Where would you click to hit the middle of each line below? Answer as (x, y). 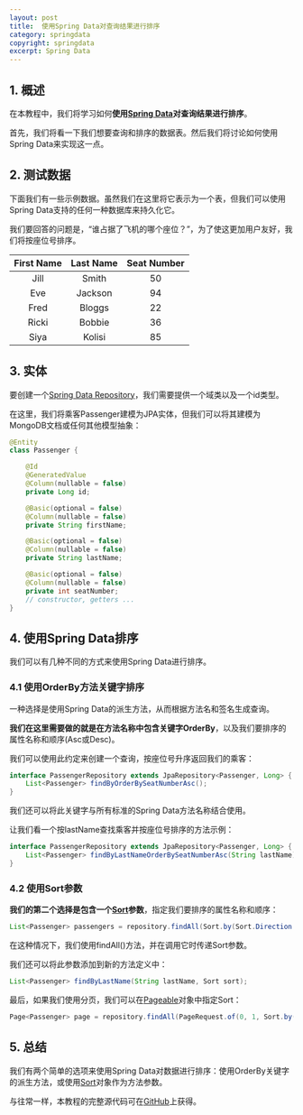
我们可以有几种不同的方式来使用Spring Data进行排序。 (110, 662)
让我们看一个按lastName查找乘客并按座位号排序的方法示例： (122, 830)
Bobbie (95, 322)
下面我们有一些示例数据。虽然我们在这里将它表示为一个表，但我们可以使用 (147, 198)
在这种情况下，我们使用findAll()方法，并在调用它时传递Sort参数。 (131, 945)
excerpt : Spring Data (50, 51)
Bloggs (95, 308)
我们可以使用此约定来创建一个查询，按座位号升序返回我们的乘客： (132, 758)
